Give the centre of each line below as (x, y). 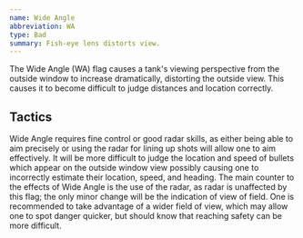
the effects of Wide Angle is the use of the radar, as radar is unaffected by (148, 187)
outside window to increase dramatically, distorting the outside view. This (147, 79)
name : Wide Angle (42, 18)
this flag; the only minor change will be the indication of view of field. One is (151, 197)
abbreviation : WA (42, 26)
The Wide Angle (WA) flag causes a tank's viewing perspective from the (145, 69)
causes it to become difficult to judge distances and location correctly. (141, 88)
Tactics (31, 117)
